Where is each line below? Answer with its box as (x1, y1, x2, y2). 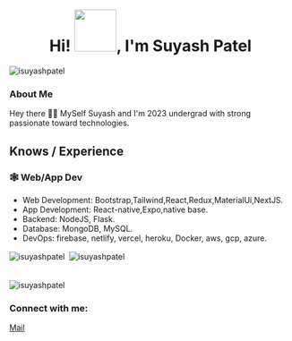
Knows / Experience (9, 143, 124, 158)
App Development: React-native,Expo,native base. (21, 204, 209, 215)
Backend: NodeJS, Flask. (21, 213, 116, 224)
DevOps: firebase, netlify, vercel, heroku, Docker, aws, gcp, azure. (21, 233, 267, 243)
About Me (9, 88, 54, 100)
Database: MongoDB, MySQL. (21, 223, 133, 234)
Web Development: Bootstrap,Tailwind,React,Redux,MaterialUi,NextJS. (21, 194, 284, 205)
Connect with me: (9, 302, 89, 314)
